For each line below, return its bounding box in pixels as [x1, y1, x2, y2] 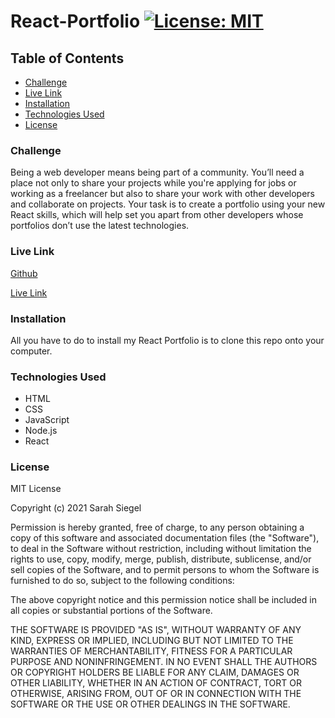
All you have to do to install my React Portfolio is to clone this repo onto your [10, 334, 325, 346]
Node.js [24, 425, 58, 437]
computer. [10, 345, 53, 357]
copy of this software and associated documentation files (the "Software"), [10, 532, 320, 544]
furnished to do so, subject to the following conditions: [10, 575, 235, 587]
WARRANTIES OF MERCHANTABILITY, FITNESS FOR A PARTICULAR [10, 645, 293, 657]
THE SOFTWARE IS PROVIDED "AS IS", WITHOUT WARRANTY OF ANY [10, 624, 302, 636]
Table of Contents [10, 50, 125, 67]
